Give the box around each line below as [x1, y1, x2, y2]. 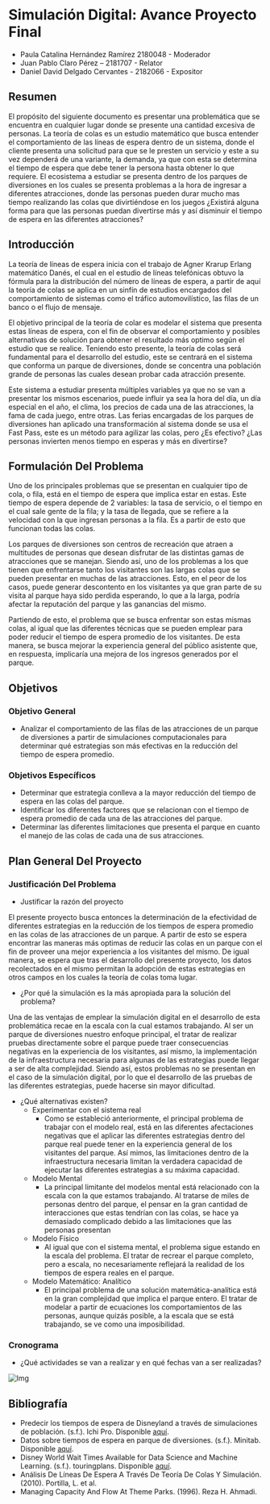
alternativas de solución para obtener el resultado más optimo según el [8, 335, 245, 345]
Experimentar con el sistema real [31, 1105, 142, 1115]
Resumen [8, 90, 57, 104]
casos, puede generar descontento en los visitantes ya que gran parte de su [8, 583, 262, 592]
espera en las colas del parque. [19, 796, 125, 806]
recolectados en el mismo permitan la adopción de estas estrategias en [8, 964, 246, 974]
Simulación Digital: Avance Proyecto [8, 6, 257, 24]
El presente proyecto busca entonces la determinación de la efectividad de [8, 913, 258, 922]
